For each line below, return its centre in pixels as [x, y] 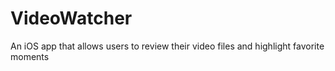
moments [30, 56]
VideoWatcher [71, 18]
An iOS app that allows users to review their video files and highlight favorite [167, 46]
